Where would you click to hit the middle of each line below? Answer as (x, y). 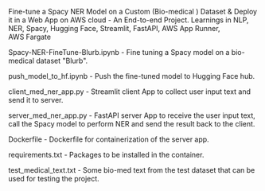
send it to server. (36, 100)
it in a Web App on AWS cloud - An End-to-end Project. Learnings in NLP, (129, 20)
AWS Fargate (30, 37)
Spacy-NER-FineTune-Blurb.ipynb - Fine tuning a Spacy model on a (119, 52)
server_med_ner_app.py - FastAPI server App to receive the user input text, (132, 115)
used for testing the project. (54, 179)
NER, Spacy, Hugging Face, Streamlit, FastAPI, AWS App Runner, (114, 28)
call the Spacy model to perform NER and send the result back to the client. (132, 124)
